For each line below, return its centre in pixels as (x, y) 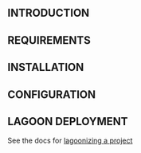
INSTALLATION (46, 67)
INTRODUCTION (49, 13)
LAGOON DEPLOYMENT (68, 122)
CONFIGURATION (52, 94)
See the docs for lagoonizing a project (70, 141)
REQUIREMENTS (49, 40)
